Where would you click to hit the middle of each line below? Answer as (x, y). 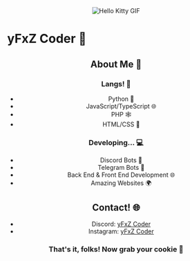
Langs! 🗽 (116, 84)
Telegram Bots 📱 (121, 168)
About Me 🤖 (116, 64)
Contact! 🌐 (116, 207)
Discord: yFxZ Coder (121, 224)
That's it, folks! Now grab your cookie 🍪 (116, 249)
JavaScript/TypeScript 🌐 (121, 106)
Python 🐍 (121, 99)
